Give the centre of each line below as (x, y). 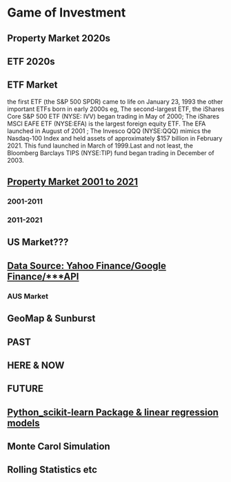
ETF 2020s (31, 61)
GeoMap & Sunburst (51, 319)
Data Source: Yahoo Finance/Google (87, 266)
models (23, 423)
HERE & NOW (36, 365)
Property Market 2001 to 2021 (73, 182)
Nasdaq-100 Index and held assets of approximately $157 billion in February (115, 138)
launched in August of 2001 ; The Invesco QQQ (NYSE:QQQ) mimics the (109, 131)
